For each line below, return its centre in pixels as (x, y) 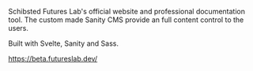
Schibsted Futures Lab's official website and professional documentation (126, 11)
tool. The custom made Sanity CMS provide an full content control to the (126, 20)
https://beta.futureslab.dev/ (53, 59)
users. (19, 28)
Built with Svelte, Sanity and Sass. (63, 43)
